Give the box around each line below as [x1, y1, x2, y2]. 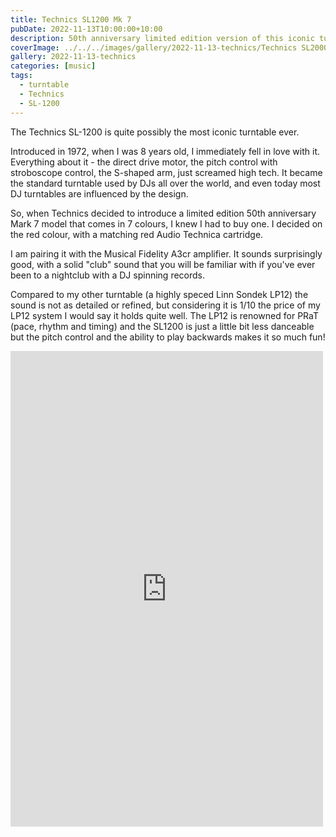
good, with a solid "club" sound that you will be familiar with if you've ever [10, 258, 316, 270]
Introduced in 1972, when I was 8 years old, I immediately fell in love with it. [10, 145, 321, 157]
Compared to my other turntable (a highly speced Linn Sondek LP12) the [10, 288, 309, 300]
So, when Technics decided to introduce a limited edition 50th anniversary [10, 207, 317, 219]
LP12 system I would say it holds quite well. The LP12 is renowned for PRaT [10, 309, 319, 321]
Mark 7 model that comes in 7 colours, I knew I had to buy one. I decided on [10, 217, 323, 230]
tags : [10, 71, 33, 81]
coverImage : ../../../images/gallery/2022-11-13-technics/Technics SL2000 [10, 42, 329, 53]
